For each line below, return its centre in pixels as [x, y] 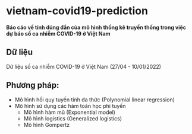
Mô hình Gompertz [47, 125]
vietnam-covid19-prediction [77, 11]
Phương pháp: [33, 85]
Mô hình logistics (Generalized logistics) [73, 118]
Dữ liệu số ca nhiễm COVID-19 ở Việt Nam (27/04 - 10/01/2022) [84, 66]
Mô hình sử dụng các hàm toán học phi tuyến [70, 106]
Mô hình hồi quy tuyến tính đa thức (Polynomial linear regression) [95, 100]
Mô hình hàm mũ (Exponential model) [70, 112]
